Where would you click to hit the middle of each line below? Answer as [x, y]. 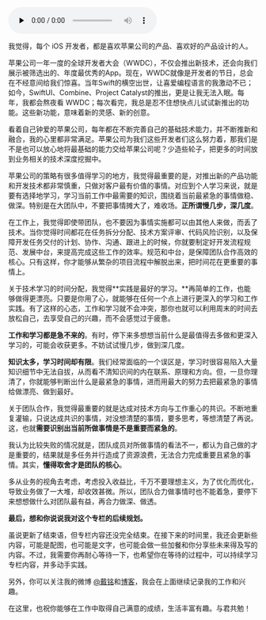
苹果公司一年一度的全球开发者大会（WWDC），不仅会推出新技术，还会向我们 [133, 63]
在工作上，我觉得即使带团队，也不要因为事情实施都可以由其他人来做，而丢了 [133, 222]
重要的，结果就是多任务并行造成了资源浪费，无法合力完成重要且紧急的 [129, 455]
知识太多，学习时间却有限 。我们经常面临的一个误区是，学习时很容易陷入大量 [133, 362]
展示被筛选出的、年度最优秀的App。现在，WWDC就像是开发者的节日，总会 [131, 73]
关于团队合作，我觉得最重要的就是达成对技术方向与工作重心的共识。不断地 [129, 408]
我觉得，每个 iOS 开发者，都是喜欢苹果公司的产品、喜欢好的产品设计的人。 [130, 46]
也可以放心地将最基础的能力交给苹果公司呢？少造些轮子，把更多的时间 [136, 149]
